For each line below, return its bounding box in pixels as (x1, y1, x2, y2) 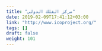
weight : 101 (6, 36, 36, 42)
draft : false (6, 30, 39, 36)
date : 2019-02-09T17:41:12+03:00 (6, 14, 89, 20)
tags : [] (6, 25, 28, 31)
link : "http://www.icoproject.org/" (6, 19, 97, 25)
